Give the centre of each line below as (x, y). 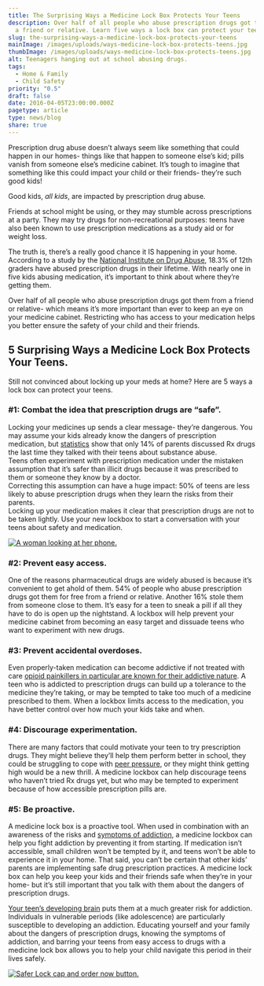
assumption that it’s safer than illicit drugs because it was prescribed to (123, 469)
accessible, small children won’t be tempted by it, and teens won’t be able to (132, 852)
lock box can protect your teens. (60, 389)
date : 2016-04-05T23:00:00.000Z (61, 103)
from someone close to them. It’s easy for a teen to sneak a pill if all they (125, 605)
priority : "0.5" (35, 88)
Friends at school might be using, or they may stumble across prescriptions (130, 211)
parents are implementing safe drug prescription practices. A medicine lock (130, 868)
